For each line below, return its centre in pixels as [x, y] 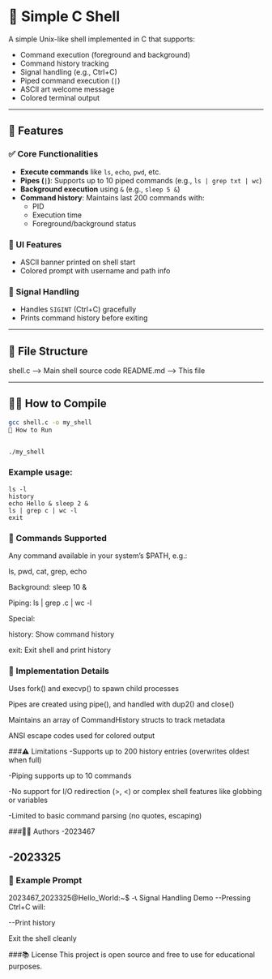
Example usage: [40, 472]
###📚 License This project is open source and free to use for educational [132, 955]
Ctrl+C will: [27, 907]
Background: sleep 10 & [48, 587]
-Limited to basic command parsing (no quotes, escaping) [105, 816]
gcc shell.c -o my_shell [50, 422]
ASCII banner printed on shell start [78, 262]
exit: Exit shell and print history [60, 650]
